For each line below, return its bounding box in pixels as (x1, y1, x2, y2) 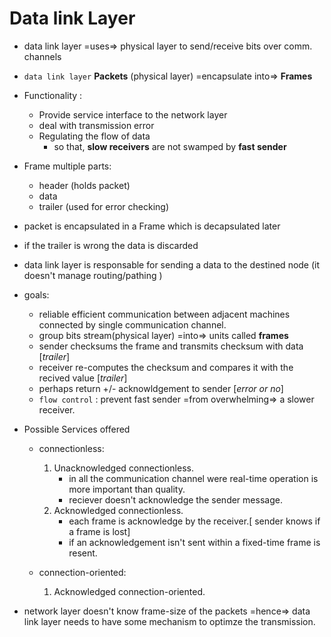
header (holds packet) (38, 179, 131, 191)
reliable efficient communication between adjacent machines (38, 308, 291, 320)
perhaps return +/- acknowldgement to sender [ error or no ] (38, 382, 284, 394)
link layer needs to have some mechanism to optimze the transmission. (23, 615, 316, 627)
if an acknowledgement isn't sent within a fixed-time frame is (68, 536, 321, 548)
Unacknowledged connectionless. (53, 462, 194, 474)
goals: (23, 288, 50, 301)
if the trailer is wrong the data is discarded (23, 239, 199, 251)
